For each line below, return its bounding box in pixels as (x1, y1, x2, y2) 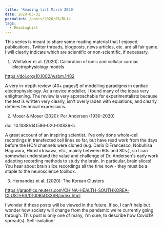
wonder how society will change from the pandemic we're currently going (5, 207, 154, 213)
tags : (5, 21, 16, 26)
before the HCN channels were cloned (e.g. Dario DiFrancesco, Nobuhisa (5, 142, 153, 148)
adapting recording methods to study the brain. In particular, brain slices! (5, 158, 152, 164)
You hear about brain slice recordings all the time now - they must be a (5, 163, 148, 169)
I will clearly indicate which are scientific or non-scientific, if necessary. (5, 49, 149, 55)
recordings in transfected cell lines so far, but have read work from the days (5, 137, 158, 143)
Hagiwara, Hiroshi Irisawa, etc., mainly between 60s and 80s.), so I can (5, 148, 148, 154)
